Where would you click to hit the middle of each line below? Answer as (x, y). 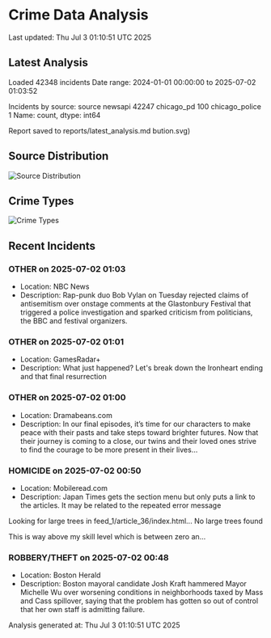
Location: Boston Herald (60, 575)
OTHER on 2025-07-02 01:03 (67, 268)
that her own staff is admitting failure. (83, 610)
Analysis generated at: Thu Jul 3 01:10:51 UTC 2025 (94, 625)
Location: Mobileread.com (64, 488)
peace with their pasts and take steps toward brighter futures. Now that (139, 432)
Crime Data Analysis (78, 15)
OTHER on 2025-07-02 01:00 (68, 398)
